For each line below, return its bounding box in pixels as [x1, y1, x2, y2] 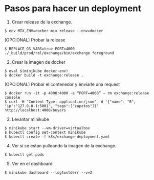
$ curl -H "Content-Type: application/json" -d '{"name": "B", [4, 99, 136, 104]
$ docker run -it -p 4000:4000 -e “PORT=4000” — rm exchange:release [4, 90, 150, 95]
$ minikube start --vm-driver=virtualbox [4, 126, 90, 130]
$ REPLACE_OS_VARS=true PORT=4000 [4, 46, 75, 51]
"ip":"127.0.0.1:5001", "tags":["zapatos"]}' [4, 103, 99, 108]
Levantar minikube [11, 116, 49, 122]
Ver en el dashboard [11, 161, 53, 166]
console [4, 95, 21, 100]
